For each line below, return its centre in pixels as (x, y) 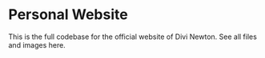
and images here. (37, 44)
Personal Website (68, 15)
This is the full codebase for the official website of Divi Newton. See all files (133, 37)
